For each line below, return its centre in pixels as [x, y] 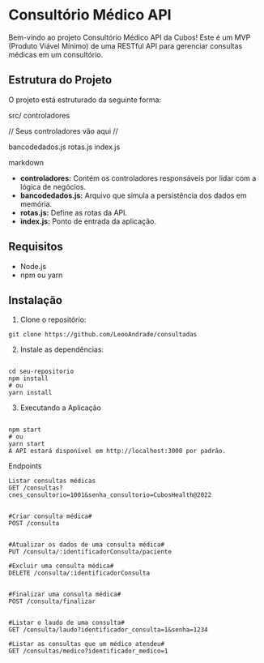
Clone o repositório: [53, 320]
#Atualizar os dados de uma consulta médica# [86, 545]
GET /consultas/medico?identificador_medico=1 [88, 651]
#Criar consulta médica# [50, 516]
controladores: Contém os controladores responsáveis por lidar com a [138, 178]
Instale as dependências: [62, 349]
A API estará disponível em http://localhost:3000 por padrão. [117, 451]
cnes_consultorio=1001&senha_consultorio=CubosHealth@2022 [110, 495]
